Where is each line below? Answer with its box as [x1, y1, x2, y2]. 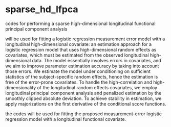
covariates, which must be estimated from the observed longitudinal [5, 52, 149, 58]
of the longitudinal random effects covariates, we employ [37, 84, 158, 90]
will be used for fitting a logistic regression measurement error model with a [5, 36, 165, 42]
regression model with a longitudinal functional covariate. [5, 116, 126, 122]
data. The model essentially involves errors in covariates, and [32, 57, 161, 63]
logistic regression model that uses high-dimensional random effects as [5, 46, 157, 53]
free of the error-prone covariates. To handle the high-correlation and [5, 79, 153, 85]
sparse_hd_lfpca [5, 4, 78, 15]
